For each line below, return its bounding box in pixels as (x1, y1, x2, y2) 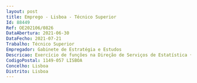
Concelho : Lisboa (6, 63, 49, 69)
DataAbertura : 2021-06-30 (6, 30, 69, 36)
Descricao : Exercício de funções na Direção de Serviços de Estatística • (6, 52, 193, 58)
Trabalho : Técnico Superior (6, 41, 75, 47)
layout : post (6, 8, 38, 15)
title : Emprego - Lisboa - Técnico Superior (6, 14, 117, 20)
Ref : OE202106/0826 (6, 25, 54, 31)
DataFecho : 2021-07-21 (6, 36, 62, 41)
